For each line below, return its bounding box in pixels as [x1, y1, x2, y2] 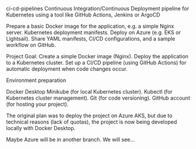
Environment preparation [6, 77, 67, 84]
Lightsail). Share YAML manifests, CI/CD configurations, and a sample [6, 35, 175, 42]
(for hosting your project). [6, 101, 69, 108]
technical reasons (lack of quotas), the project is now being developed [6, 118, 177, 125]
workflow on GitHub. [6, 41, 57, 48]
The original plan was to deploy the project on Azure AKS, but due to [6, 112, 172, 119]
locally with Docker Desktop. [6, 125, 76, 131]
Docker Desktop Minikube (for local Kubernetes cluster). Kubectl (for [6, 88, 173, 95]
